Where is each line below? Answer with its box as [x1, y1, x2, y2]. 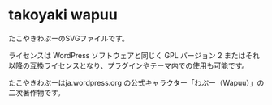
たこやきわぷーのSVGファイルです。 [8, 33, 130, 43]
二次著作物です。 [8, 87, 65, 98]
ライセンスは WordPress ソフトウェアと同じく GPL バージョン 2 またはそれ [8, 50, 260, 60]
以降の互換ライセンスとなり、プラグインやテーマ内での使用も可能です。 [8, 61, 249, 70]
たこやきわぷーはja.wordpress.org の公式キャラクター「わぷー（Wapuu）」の [8, 78, 265, 87]
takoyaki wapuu [8, 6, 118, 24]
